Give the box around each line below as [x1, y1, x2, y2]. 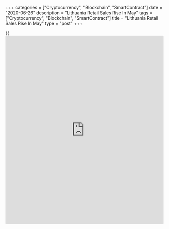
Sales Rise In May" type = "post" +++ [5, 20, 83, 26]
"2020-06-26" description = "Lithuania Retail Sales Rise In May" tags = [5, 10, 153, 16]
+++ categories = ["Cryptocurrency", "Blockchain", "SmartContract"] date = [5, 5, 163, 10]
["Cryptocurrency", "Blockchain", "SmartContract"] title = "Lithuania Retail [5, 15, 159, 21]
